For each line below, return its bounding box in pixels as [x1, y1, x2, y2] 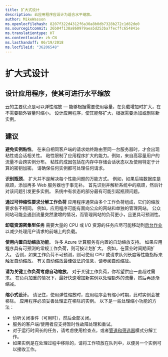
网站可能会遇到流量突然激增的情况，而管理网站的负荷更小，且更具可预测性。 [5, 212, 163, 218]
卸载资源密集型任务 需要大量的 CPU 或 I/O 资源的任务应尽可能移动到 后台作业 [5, 222, 162, 228]
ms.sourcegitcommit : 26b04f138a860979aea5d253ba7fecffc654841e [5, 26, 140, 31]
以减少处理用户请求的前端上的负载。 [5, 229, 80, 235]
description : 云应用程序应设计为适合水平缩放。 [5, 12, 94, 17]
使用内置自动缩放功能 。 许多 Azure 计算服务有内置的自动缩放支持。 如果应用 [5, 239, 162, 245]
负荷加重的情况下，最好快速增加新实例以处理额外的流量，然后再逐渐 [19, 275, 160, 281]
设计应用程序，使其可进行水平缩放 [5, 89, 110, 98]
